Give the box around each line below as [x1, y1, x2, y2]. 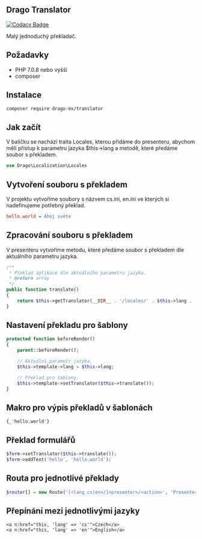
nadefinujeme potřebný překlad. [6, 201, 86, 209]
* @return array [8, 276, 50, 282]
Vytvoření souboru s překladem [6, 179, 128, 189]
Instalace [6, 90, 42, 100]
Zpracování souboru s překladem [6, 230, 133, 241]
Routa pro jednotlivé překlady [6, 473, 119, 484]
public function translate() [6, 286, 79, 293]
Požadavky [6, 50, 49, 60]
